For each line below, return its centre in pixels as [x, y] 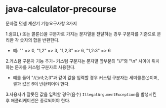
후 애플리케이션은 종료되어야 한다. [38, 100]
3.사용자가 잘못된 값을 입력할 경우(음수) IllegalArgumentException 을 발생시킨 [81, 94]
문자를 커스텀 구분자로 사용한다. [45, 67]
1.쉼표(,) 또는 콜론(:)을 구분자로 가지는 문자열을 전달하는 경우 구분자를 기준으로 [81, 34]
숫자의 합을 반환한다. [40, 40]
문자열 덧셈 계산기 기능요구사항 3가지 [41, 23]
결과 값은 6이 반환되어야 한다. [41, 84]
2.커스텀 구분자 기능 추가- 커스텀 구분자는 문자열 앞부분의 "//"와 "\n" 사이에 [78, 61]
